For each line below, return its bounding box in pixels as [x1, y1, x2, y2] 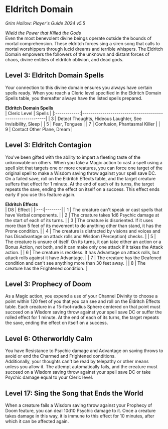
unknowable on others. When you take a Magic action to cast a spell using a [5, 159, 162, 165]
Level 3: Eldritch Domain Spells [5, 71, 104, 80]
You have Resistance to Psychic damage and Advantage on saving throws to [5, 348, 163, 354]
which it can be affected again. [5, 418, 69, 424]
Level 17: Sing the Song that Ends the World [5, 389, 144, 397]
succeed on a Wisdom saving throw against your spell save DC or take [5, 369, 151, 375]
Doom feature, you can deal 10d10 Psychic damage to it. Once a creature [5, 408, 156, 413]
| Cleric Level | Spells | [5, 110, 52, 116]
